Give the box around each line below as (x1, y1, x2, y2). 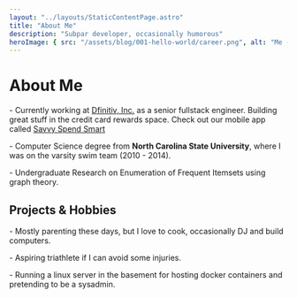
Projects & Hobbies (9, 202, 117, 218)
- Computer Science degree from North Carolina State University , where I (9, 141, 281, 151)
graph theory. (9, 177, 59, 187)
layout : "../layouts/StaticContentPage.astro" (9, 12, 184, 22)
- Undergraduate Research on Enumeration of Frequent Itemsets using (9, 167, 266, 178)
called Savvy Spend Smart (9, 124, 106, 134)
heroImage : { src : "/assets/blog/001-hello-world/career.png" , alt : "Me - (9, 37, 291, 47)
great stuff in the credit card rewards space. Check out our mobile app (9, 114, 266, 125)
